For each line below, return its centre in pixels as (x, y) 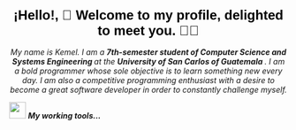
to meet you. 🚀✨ (148, 30)
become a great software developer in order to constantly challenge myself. (148, 89)
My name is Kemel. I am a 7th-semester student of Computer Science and (148, 52)
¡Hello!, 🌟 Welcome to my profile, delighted (148, 15)
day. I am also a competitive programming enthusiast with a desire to (148, 80)
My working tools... (65, 115)
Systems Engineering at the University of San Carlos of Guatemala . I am (148, 61)
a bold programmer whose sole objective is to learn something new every (148, 71)
